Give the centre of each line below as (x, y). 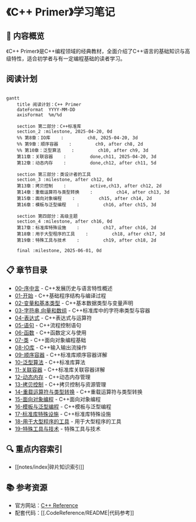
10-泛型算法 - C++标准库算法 (50, 362)
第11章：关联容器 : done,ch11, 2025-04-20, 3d (87, 157)
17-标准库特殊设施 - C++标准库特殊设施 (63, 414)
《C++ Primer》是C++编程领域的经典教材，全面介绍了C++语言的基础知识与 (96, 51)
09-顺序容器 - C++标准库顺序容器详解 (61, 355)
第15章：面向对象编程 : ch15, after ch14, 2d (84, 198)
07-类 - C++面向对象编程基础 (50, 340)
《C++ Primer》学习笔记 (61, 12)
